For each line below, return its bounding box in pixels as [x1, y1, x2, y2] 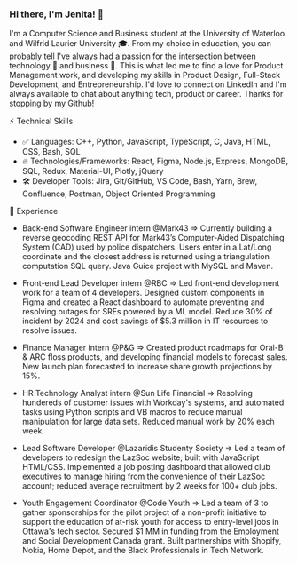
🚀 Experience [9, 206, 59, 217]
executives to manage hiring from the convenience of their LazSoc [21, 471, 266, 482]
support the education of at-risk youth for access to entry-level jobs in [21, 517, 279, 528]
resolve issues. [21, 325, 77, 336]
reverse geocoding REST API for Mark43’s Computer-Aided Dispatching [21, 233, 285, 243]
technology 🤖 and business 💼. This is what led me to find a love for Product [9, 60, 284, 71]
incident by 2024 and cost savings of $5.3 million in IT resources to [21, 315, 269, 327]
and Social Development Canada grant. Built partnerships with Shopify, [21, 536, 282, 546]
